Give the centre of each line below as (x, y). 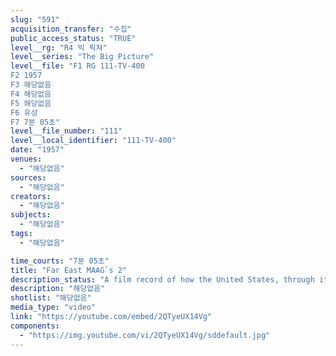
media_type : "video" (53, 307)
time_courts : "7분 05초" (60, 261)
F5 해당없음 (31, 103)
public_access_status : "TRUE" (73, 38)
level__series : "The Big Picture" (82, 57)
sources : (28, 177)
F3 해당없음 (31, 85)
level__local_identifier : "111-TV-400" (93, 141)
